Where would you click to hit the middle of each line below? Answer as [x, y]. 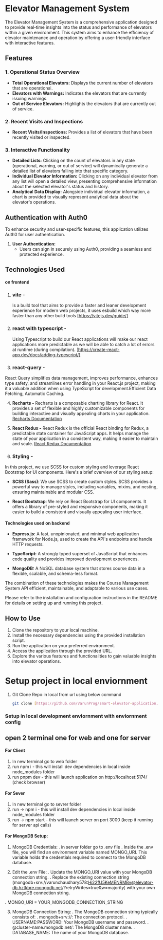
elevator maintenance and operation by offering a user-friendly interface [78, 38]
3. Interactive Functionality [37, 150]
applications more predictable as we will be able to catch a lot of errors [83, 344]
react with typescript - [39, 328]
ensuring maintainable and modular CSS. [53, 492]
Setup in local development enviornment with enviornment [76, 716]
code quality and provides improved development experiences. [75, 559]
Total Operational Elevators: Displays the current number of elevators [82, 83]
